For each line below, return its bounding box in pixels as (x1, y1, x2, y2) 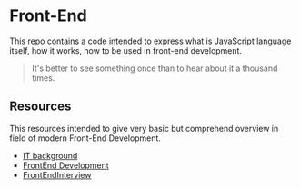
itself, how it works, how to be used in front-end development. (9, 45, 243, 55)
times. (31, 72, 55, 83)
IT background (22, 150, 78, 161)
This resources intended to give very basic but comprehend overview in (9, 123, 279, 134)
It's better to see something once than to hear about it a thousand (31, 63, 278, 74)
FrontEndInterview (22, 169, 92, 180)
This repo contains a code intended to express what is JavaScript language (9, 35, 292, 46)
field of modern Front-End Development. (9, 133, 162, 144)
